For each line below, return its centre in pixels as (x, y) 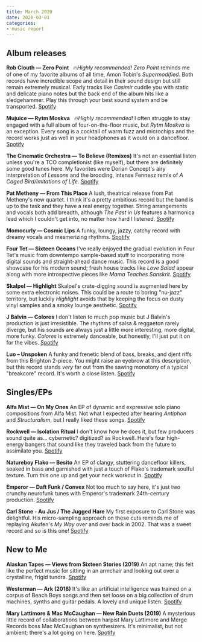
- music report (25, 29)
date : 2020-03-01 (28, 17)
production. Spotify (30, 500)
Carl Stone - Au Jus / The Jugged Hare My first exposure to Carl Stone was (101, 511)
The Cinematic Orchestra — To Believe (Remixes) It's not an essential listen (101, 156)
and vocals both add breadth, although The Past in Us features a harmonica (100, 212)
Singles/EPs (30, 393)
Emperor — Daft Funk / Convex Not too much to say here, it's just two (93, 487)
